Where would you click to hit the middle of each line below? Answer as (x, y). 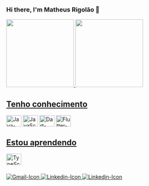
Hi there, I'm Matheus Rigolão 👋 (53, 10)
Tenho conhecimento (47, 104)
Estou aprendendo (41, 142)
